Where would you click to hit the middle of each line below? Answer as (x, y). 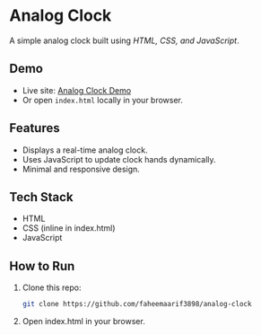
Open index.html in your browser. (83, 322)
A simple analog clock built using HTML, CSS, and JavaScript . (124, 40)
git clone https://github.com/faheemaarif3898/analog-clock (137, 304)
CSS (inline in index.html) (69, 228)
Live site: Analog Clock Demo (77, 90)
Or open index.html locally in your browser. (103, 100)
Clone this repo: (52, 287)
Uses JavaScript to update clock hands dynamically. (119, 159)
